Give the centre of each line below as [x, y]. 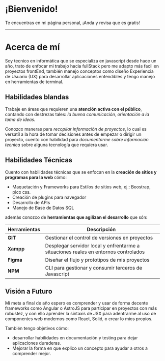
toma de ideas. [20, 120]
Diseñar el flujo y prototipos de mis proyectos [97, 260]
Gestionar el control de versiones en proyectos [99, 238]
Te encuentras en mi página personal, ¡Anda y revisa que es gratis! [73, 23]
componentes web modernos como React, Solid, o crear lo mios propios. [79, 319]
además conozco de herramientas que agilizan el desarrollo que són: [76, 217]
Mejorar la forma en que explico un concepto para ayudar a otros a [80, 348]
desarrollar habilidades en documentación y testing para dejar [75, 338]
